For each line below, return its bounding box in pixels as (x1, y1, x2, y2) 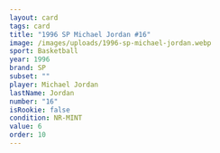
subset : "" (9, 72, 50, 81)
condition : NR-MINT (9, 113, 83, 122)
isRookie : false (9, 105, 70, 114)
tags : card (9, 22, 50, 31)
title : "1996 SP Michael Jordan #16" (9, 30, 151, 39)
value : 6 (9, 122, 42, 131)
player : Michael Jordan (9, 80, 99, 89)
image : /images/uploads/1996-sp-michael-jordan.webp (9, 38, 212, 48)
